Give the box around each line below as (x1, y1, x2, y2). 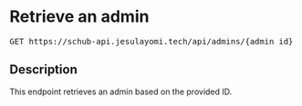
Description (9, 62, 78, 78)
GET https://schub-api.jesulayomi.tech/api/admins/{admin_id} (9, 36, 294, 46)
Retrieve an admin (9, 6, 150, 27)
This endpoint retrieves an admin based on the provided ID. (9, 86, 233, 97)
